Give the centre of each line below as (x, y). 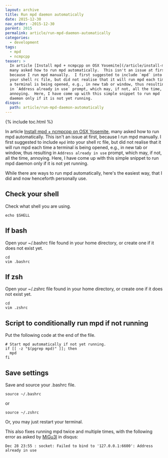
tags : (11, 47)
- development (24, 43)
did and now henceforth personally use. (46, 178)
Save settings (27, 373)
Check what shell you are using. (38, 206)
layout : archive (22, 10)
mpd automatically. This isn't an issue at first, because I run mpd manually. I (83, 137)
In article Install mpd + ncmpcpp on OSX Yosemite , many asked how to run (82, 131)
